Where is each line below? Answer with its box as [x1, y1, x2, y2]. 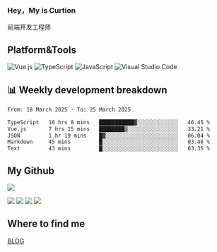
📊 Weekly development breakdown [7, 84, 168, 96]
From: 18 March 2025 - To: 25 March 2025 [7, 106, 131, 113]
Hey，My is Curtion [7, 5, 76, 15]
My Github [7, 164, 54, 176]
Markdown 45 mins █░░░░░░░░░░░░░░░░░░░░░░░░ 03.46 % [7, 138, 211, 145]
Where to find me [7, 218, 86, 230]
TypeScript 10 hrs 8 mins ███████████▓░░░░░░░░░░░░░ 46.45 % [7, 119, 211, 126]
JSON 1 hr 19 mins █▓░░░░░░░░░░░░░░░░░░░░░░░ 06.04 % [7, 132, 211, 139]
